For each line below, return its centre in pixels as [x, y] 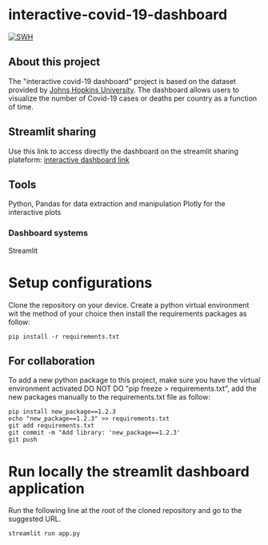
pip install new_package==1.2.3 [62, 412]
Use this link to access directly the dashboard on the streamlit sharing [123, 151]
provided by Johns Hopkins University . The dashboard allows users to [124, 90]
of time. [21, 106]
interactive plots [35, 213]
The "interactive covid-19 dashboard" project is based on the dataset [122, 81]
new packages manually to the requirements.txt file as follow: [109, 397]
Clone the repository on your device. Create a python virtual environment [129, 304]
